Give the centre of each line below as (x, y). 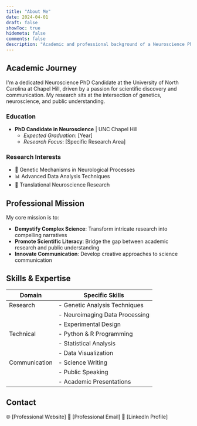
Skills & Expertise (39, 279)
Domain (31, 295)
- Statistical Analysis (87, 343)
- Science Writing (83, 362)
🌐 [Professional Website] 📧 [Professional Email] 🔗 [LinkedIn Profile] (87, 417)
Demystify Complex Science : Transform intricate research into (91, 229)
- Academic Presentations (95, 381)
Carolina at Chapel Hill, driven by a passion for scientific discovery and (91, 88)
